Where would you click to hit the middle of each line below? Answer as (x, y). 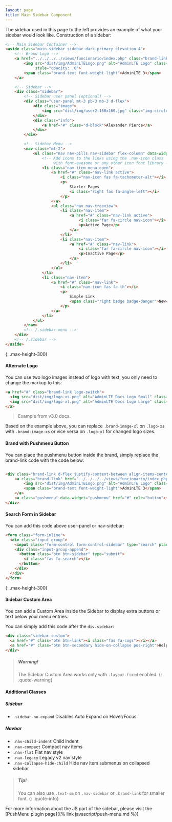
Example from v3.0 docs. (44, 416)
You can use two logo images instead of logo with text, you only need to (81, 377)
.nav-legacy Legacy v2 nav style (47, 757)
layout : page (19, 10)
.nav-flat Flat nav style (38, 752)
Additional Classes (26, 692)
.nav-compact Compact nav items (48, 747)
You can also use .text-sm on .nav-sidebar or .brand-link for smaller (91, 793)
